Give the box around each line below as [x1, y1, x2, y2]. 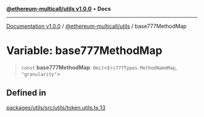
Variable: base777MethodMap [6, 44, 163, 58]
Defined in [6, 88, 47, 98]
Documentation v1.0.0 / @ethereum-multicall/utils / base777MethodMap [6, 22, 187, 30]
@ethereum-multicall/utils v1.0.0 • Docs [6, 5, 111, 12]
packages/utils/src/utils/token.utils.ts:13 [6, 104, 106, 111]
